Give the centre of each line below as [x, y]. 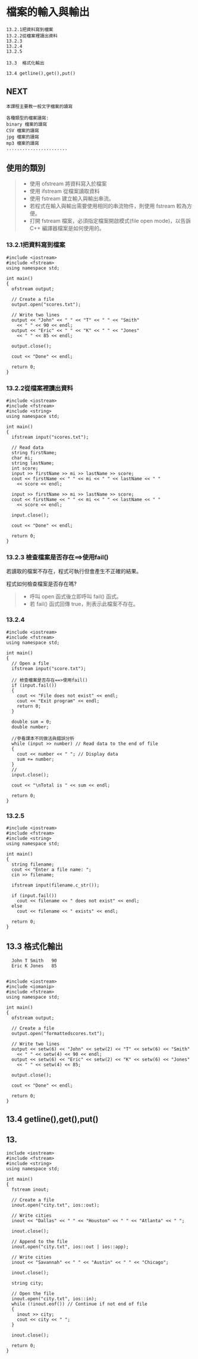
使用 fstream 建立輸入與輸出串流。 [72, 198]
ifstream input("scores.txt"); [50, 438]
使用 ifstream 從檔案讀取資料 [65, 191]
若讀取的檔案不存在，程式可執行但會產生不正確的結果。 [74, 571]
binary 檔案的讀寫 [27, 124]
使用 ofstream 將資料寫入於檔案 [68, 183]
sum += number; [36, 759]
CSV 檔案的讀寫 [23, 130]
